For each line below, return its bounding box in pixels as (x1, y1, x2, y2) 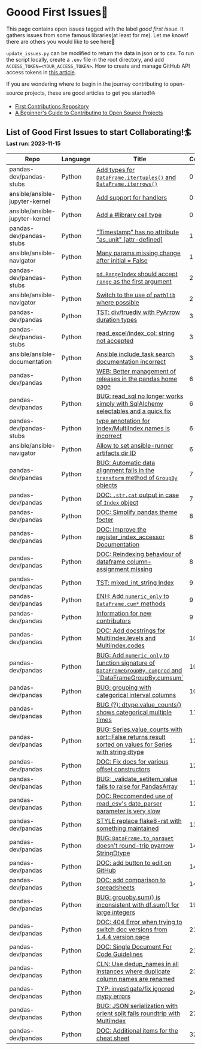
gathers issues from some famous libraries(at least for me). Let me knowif (6, 31, 188, 38)
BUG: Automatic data (96, 458, 156, 467)
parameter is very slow (96, 807, 160, 815)
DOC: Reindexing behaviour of (96, 550, 181, 558)
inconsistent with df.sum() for (96, 900, 179, 909)
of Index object (96, 498, 139, 506)
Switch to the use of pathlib (96, 291, 176, 299)
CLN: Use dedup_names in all (96, 960, 179, 968)
